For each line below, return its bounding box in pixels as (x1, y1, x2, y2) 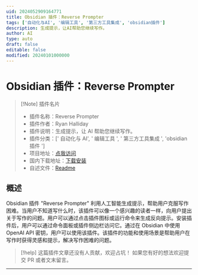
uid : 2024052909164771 (6, 8, 62, 15)
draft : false (6, 42, 38, 48)
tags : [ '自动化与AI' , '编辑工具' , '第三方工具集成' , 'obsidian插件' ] (6, 19, 166, 25)
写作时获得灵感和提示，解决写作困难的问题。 (6, 237, 115, 244)
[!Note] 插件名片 (20, 100, 60, 107)
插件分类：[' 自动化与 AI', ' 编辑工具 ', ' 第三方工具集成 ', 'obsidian (29, 135, 187, 142)
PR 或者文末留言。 (27, 257, 72, 264)
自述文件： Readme (29, 164, 75, 171)
